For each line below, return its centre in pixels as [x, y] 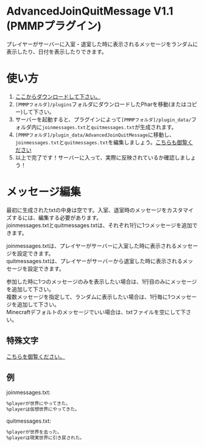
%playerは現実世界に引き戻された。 [45, 438]
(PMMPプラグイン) [54, 26]
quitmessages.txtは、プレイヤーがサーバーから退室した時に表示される [94, 261]
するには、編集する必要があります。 [57, 217]
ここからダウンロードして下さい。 [58, 96]
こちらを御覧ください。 [36, 356]
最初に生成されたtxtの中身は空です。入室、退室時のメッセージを [87, 210]
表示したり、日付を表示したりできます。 [57, 51]
